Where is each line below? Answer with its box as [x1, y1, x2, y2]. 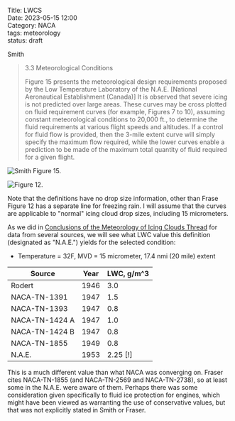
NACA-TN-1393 [11, 304, 68, 313]
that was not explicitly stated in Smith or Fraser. [7, 406, 146, 414]
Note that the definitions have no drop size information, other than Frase [7, 195, 219, 202]
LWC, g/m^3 [106, 269, 149, 278]
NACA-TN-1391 [11, 292, 68, 302]
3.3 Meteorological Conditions [24, 64, 114, 72]
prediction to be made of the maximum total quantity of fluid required [24, 146, 227, 153]
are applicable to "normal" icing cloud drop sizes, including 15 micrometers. [7, 209, 229, 217]
